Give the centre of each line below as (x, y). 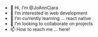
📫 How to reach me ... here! (40, 29)
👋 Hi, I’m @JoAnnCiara (34, 8)
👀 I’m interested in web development (49, 13)
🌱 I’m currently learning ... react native (51, 18)
